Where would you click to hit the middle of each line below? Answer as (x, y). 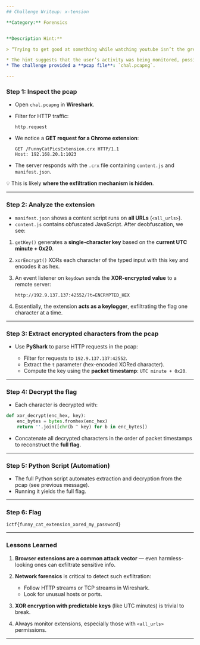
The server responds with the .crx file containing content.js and (94, 165)
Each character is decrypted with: (56, 405)
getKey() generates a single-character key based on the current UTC (101, 242)
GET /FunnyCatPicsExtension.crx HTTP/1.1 (67, 149)
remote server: (33, 284)
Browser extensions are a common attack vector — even (86, 558)
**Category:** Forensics (37, 22)
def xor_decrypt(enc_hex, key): (46, 416)
